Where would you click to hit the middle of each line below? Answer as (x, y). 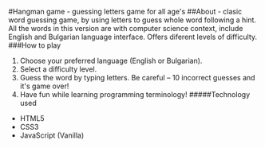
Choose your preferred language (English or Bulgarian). (111, 60)
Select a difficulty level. (58, 69)
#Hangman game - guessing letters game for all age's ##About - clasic (125, 12)
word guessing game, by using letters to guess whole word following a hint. (132, 20)
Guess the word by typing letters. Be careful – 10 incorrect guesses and (137, 78)
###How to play (35, 45)
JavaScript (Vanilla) (52, 135)
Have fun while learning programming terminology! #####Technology (135, 94)
